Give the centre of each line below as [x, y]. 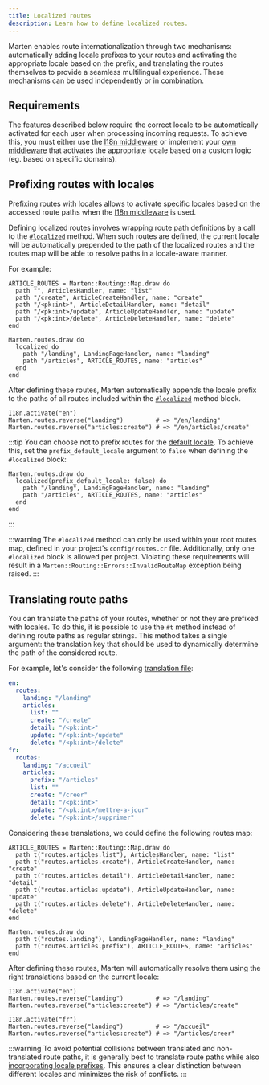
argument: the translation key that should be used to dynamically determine [133, 644]
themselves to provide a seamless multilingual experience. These [116, 72]
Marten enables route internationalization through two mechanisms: [120, 46]
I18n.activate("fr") [43, 1019]
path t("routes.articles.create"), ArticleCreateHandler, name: [125, 862]
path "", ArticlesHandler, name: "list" [84, 291]
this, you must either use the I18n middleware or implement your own [122, 142]
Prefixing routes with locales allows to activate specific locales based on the [134, 204]
